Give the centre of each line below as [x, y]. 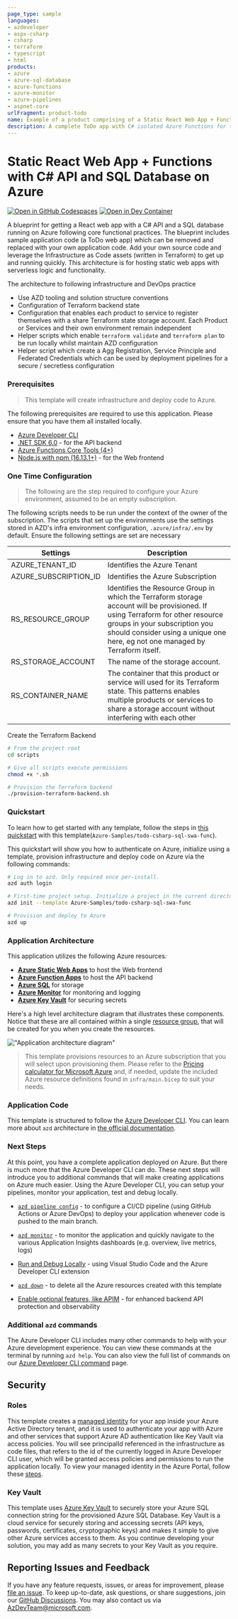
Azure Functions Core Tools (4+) [65, 450]
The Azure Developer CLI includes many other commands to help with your [117, 1340]
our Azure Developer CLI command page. [68, 1363]
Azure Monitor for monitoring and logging [79, 993]
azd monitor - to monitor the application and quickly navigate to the [116, 1235]
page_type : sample [34, 14]
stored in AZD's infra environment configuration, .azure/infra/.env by [110, 528]
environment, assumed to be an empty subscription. [101, 499]
